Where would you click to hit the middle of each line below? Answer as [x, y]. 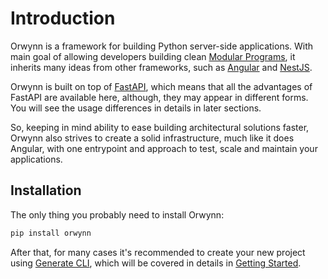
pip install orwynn [51, 233]
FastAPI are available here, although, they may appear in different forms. [159, 97]
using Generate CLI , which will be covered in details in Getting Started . [156, 263]
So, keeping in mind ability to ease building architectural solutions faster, [160, 127]
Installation [46, 190]
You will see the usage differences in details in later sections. [136, 108]
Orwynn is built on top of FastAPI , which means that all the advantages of [161, 86]
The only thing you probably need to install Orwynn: [117, 214]
